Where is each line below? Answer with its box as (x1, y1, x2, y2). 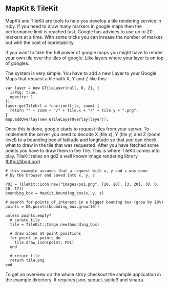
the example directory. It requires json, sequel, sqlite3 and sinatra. (5, 276, 145, 283)
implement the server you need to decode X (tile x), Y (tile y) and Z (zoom (5, 131, 161, 137)
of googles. (5, 60, 30, 66)
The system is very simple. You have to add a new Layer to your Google (5, 70, 157, 76)
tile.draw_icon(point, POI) (14, 240, 74, 245)
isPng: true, (10, 90, 38, 95)
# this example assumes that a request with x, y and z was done (5, 168, 147, 173)
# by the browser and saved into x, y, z (5, 172, 95, 178)
